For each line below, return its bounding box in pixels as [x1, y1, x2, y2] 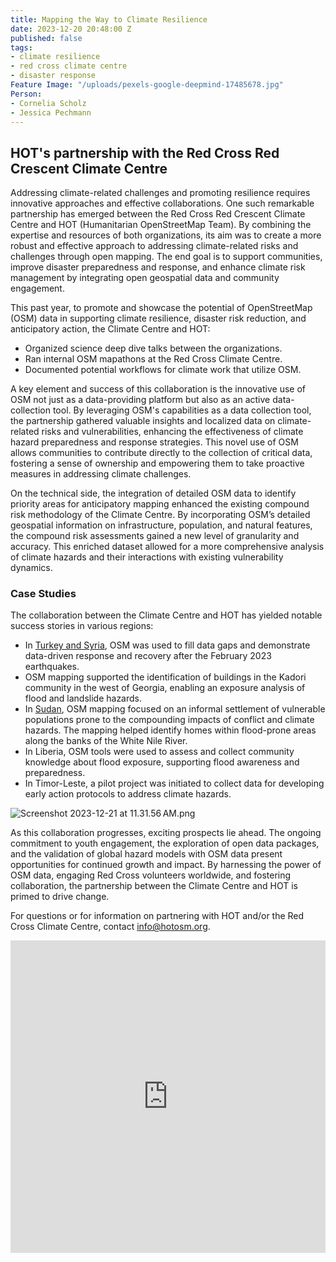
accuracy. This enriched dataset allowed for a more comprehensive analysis [10, 541, 325, 553]
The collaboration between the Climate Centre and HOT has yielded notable [10, 609, 323, 621]
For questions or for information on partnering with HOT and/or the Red [10, 910, 305, 922]
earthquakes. [24, 661, 80, 673]
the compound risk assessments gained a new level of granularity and [10, 530, 300, 542]
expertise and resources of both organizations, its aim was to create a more [10, 229, 322, 241]
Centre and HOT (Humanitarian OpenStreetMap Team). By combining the [10, 219, 312, 231]
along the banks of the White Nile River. [24, 735, 188, 747]
